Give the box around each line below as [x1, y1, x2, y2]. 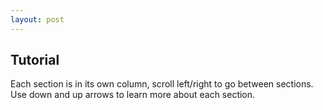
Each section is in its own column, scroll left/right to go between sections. [10, 78, 314, 90]
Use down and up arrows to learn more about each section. [10, 89, 256, 101]
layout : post [10, 14, 65, 25]
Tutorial [10, 52, 60, 69]
